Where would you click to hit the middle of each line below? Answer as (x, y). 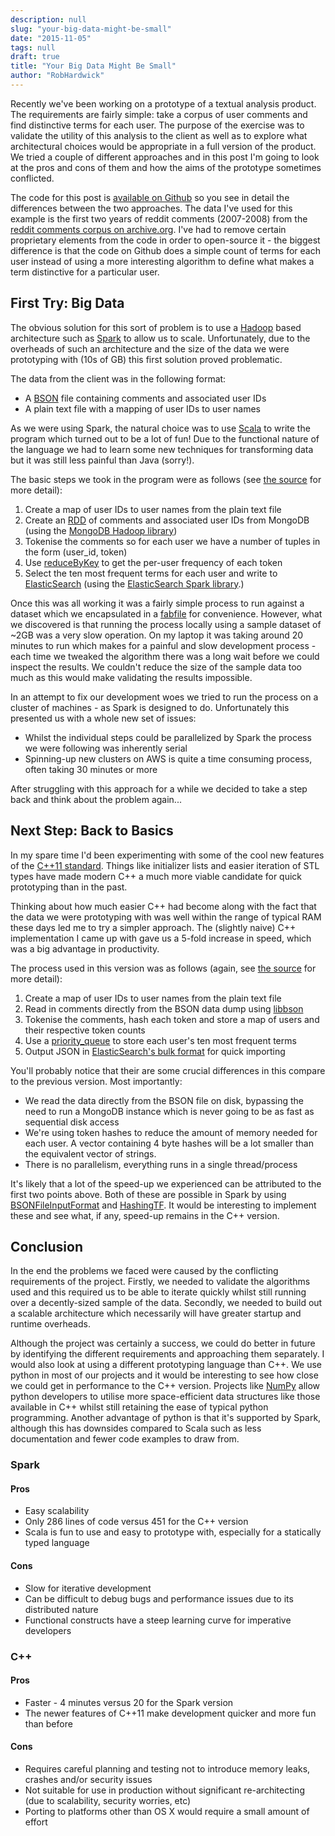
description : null (48, 19)
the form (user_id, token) (76, 552)
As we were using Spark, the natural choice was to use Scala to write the (160, 428)
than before (48, 1723)
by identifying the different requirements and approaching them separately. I (167, 1354)
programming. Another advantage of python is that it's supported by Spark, (166, 1418)
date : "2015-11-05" (51, 38)
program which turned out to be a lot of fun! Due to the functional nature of (165, 438)
